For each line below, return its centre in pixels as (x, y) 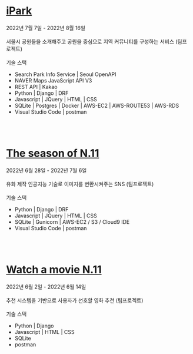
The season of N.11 (53, 153)
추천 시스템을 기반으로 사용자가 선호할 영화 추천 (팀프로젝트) (75, 300)
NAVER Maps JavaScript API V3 (53, 80)
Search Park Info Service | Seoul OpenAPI (65, 74)
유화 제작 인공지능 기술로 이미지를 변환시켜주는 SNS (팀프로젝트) (80, 184)
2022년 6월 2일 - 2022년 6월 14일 (46, 286)
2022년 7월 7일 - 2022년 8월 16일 (46, 28)
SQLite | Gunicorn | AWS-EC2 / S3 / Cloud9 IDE (72, 221)
